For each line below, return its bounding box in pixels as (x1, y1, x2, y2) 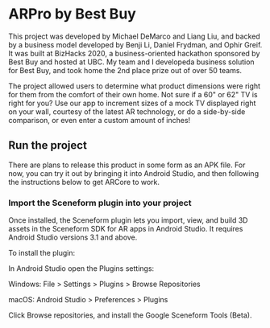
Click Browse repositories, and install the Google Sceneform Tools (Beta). (8, 310, 252, 320)
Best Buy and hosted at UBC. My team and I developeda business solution (8, 57, 255, 67)
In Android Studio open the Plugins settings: (8, 264, 155, 273)
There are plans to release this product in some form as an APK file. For (8, 160, 246, 170)
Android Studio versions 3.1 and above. (8, 232, 138, 242)
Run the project (8, 138, 87, 153)
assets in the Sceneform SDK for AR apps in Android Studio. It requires (8, 224, 243, 234)
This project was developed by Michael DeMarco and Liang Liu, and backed (8, 31, 260, 41)
